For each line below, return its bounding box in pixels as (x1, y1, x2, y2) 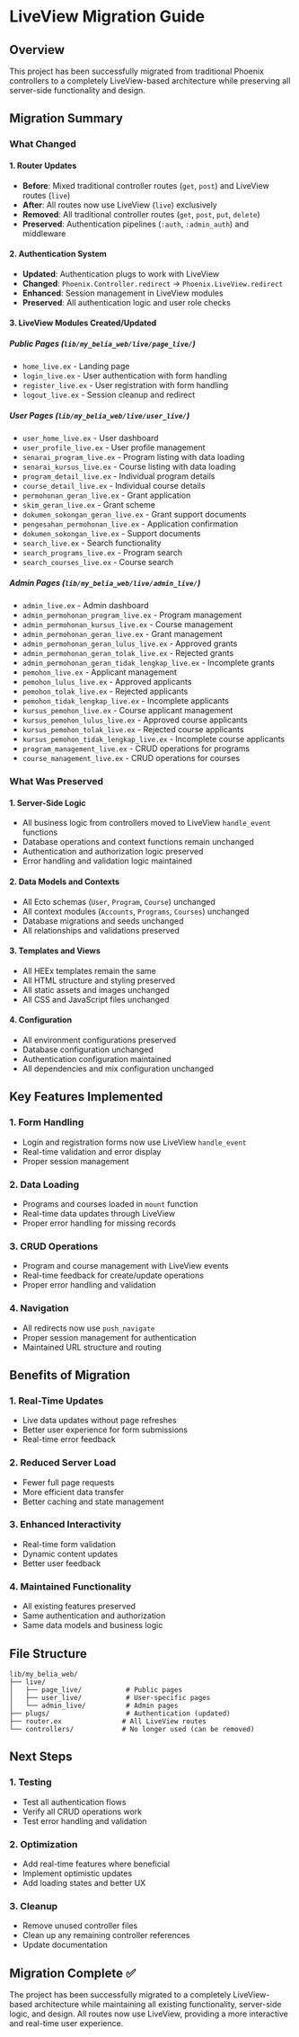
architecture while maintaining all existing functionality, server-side (34, 1999, 282, 2010)
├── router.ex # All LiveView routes (9, 1716, 207, 1726)
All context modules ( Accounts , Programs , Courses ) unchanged (22, 906, 250, 917)
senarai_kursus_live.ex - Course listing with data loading (22, 461, 236, 473)
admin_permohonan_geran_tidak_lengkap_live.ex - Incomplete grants (22, 658, 276, 669)
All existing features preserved (22, 1601, 136, 1612)
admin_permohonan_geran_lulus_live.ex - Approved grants (22, 638, 238, 649)
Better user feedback (22, 1557, 101, 1569)
